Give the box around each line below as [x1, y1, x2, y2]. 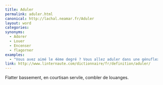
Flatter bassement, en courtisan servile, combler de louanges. [5, 75, 129, 81]
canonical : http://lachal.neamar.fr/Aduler [5, 16, 95, 21]
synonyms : [5, 30, 25, 34]
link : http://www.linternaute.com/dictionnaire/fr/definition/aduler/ [5, 61, 151, 66]
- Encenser [9, 43, 32, 48]
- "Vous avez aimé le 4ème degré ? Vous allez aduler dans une [9, 57, 140, 62]
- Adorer [9, 34, 27, 39]
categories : [5, 25, 29, 30]
